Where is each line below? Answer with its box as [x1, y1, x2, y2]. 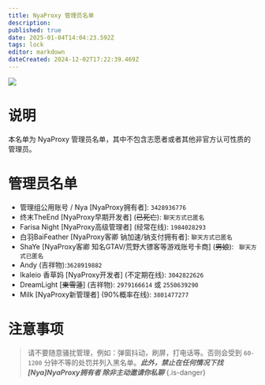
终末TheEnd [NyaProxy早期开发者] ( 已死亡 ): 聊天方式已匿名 [19, 212, 205, 222]
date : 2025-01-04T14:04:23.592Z [8, 33, 114, 42]
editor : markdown [8, 48, 65, 56]
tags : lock [8, 41, 44, 49]
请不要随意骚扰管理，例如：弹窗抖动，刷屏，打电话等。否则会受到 [27, 348, 242, 357]
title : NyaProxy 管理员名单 [8, 11, 95, 20]
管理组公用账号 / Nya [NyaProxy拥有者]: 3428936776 [19, 202, 187, 211]
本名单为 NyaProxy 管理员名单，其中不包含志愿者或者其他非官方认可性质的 [8, 134, 251, 144]
